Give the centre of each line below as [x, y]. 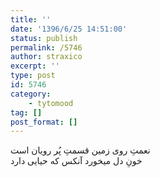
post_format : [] [44, 122]
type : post [33, 76]
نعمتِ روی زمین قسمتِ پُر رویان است [80, 150]
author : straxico [46, 57]
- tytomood [51, 103]
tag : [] [26, 112]
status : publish [44, 38]
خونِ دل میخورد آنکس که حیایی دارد [76, 161]
